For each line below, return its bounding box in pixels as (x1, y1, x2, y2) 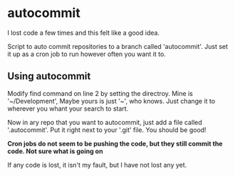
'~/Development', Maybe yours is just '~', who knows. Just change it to (7, 97, 216, 105)
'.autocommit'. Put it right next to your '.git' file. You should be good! (7, 126, 207, 134)
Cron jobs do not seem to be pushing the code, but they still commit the (7, 139, 223, 148)
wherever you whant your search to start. (7, 104, 129, 113)
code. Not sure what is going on (7, 147, 103, 155)
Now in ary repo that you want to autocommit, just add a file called (7, 118, 203, 126)
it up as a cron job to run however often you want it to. (7, 50, 166, 58)
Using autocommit (7, 70, 91, 82)
